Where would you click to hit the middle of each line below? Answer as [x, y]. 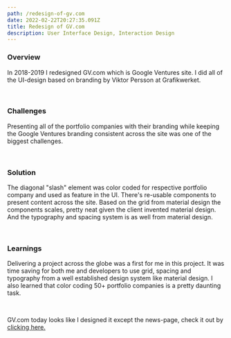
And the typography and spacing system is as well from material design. [110, 217]
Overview [24, 58]
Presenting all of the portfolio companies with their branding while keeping [113, 126]
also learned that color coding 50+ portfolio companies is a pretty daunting [114, 286]
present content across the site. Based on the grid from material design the [114, 203]
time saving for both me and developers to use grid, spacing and [99, 271]
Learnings [25, 248]
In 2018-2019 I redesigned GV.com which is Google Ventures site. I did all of [115, 72]
